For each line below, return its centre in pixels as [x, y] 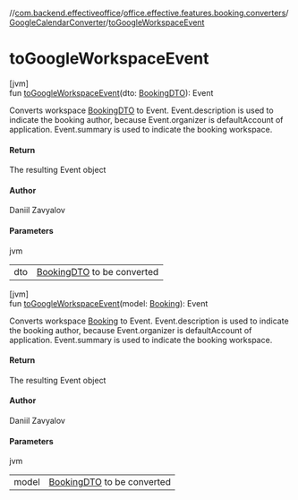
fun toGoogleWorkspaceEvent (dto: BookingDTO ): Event [111, 92]
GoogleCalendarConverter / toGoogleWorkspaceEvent [107, 22]
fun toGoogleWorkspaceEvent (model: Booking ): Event [109, 303]
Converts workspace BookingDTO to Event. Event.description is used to [142, 110]
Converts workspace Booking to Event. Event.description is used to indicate [149, 321]
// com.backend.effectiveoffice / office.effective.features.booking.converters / [149, 13]
